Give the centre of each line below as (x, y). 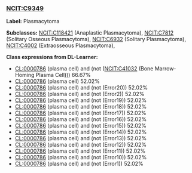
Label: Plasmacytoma (33, 21)
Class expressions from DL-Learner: (52, 57)
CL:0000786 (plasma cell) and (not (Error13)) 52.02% (81, 138)
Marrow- (165, 69)
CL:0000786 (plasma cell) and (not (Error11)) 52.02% (80, 151)
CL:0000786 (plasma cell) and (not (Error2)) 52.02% (80, 94)
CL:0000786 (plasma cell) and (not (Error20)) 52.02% (81, 88)
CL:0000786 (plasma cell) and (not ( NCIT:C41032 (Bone (84, 69)
